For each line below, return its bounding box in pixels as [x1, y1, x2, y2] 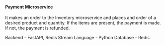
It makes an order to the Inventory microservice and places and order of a [5, 15, 157, 21]
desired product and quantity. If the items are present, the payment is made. [5, 20, 161, 26]
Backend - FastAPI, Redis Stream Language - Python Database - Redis [5, 35, 150, 41]
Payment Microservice [5, 4, 53, 10]
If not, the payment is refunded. [5, 25, 70, 31]
